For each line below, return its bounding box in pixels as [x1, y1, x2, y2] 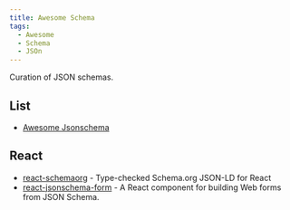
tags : [9, 22, 30, 31]
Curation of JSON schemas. [9, 72, 114, 82]
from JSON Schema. [22, 191, 100, 202]
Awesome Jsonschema [22, 121, 111, 132]
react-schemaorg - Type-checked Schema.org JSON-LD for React [22, 172, 272, 183]
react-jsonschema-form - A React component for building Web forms [22, 182, 282, 193]
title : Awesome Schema [9, 13, 95, 23]
